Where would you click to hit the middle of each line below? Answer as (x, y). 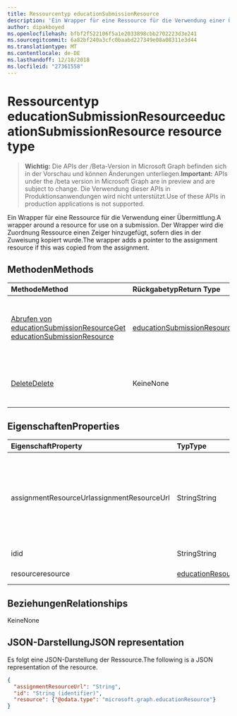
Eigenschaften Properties (63, 426)
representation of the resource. (53, 667)
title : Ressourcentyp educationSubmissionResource (83, 14)
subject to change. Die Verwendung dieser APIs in (97, 189)
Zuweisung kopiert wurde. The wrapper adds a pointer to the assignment (113, 240)
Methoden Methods (50, 269)
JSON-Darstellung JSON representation (96, 643)
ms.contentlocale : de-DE (44, 54)
